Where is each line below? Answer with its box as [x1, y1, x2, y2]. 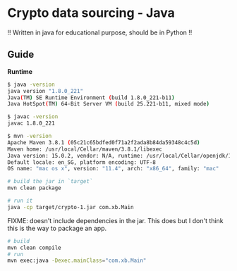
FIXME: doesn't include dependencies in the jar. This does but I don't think [7, 216, 224, 225]
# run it [7, 197, 33, 204]
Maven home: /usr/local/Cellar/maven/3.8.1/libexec [7, 146, 162, 153]
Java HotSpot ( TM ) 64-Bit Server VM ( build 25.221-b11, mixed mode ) [7, 101, 210, 108]
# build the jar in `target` [7, 178, 93, 185]
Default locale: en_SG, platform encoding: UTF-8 [7, 158, 157, 166]
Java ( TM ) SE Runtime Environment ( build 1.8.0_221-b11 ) [7, 94, 175, 101]
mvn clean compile [7, 244, 61, 251]
